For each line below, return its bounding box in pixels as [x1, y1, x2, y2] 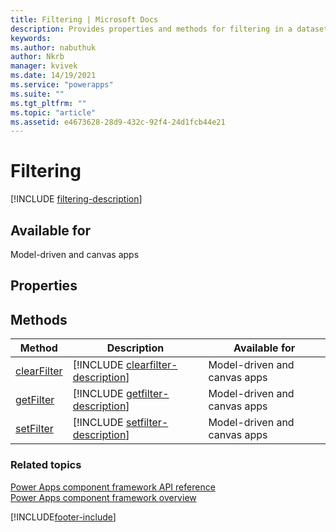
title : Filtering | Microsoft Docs [10, 14, 159, 25]
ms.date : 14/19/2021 [10, 71, 97, 81]
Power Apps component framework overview [10, 491, 197, 503]
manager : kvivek [10, 61, 78, 71]
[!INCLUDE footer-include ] [10, 511, 117, 523]
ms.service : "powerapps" [10, 80, 114, 90]
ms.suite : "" [10, 89, 65, 99]
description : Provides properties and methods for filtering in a [10, 24, 293, 34]
